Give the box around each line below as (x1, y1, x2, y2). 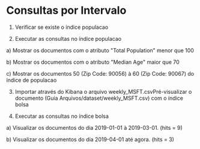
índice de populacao (6, 76, 57, 84)
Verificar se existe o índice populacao (14, 23, 109, 31)
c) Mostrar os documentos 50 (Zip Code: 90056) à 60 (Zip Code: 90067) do (6, 70, 195, 77)
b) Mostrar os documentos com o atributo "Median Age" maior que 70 (6, 58, 180, 65)
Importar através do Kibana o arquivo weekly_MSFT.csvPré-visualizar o (14, 88, 192, 95)
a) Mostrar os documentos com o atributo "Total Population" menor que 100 (6, 46, 194, 54)
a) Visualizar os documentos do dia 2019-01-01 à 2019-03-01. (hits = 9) (6, 124, 183, 131)
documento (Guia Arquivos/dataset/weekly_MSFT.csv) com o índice (14, 94, 183, 102)
